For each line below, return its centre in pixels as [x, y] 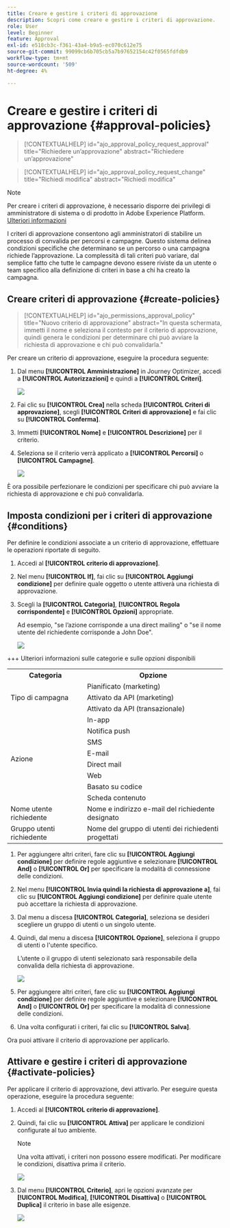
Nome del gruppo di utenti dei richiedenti [153, 829]
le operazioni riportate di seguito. [54, 550]
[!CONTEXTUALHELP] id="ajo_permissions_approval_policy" [110, 315]
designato [103, 818]
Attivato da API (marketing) [130, 698]
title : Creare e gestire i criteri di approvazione [82, 13]
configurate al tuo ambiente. [57, 1130]
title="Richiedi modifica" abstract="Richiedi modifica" [100, 180]
